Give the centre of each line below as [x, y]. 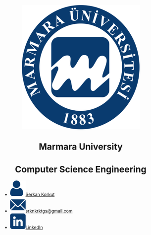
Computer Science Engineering [81, 170]
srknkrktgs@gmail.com [49, 211]
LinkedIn [34, 228]
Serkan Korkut [40, 195]
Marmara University [81, 147]
